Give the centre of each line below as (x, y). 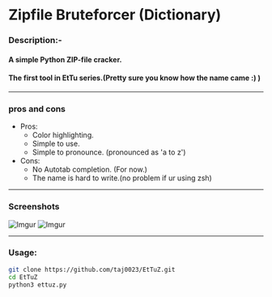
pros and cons (37, 108)
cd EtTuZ (23, 277)
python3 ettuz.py (38, 285)
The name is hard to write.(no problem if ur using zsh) (122, 178)
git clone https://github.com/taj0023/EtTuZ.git (92, 269)
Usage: (23, 252)
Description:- (35, 40)
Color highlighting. (63, 135)
